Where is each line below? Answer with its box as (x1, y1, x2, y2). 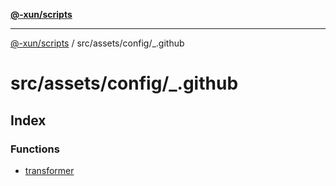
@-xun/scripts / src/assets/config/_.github (10, 37, 185, 49)
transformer (24, 164, 75, 176)
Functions (10, 142, 60, 156)
